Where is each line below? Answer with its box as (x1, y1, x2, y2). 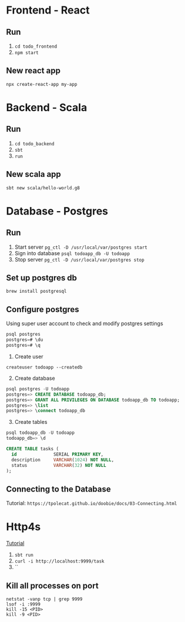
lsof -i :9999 (6, 601, 41, 607)
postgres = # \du (6, 337, 43, 343)
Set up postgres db (6, 273, 78, 283)
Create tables (14, 419, 48, 426)
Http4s (6, 520, 41, 534)
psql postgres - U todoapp (6, 386, 69, 392)
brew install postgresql (6, 289, 67, 295)
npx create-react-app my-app (6, 81, 78, 87)
